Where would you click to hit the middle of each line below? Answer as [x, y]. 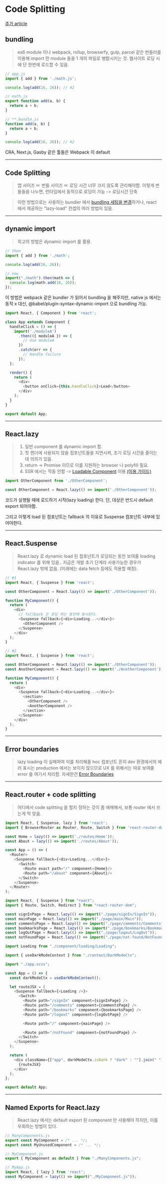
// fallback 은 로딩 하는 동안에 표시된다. [58, 615]
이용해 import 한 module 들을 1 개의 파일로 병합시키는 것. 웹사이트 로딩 [86, 58]
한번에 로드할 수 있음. [49, 64]
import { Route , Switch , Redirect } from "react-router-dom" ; [71, 905]
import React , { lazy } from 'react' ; [45, 1172]
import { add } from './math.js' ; [41, 79]
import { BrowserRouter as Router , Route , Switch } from [65, 828]
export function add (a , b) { [35, 101]
